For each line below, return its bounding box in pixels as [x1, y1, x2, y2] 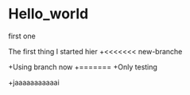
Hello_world [8, 5, 89, 23]
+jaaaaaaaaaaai [8, 77, 60, 87]
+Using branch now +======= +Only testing [8, 61, 157, 72]
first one [8, 31, 36, 41]
